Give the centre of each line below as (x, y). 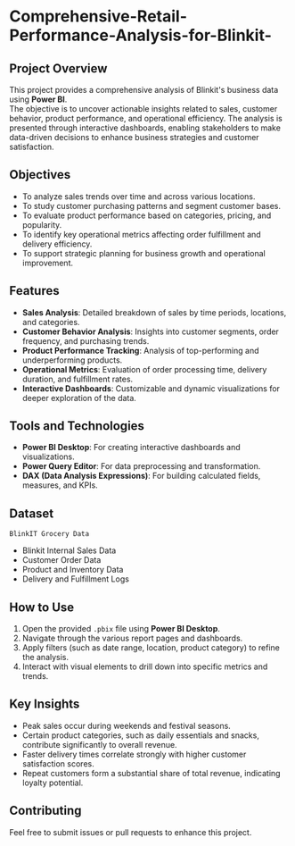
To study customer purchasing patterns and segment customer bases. (152, 205)
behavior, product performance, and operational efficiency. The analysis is (146, 118)
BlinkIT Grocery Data (49, 534)
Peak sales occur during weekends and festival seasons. (127, 725)
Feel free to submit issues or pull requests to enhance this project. (131, 832)
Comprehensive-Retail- (98, 17)
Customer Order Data (61, 560)
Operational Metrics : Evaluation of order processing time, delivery (144, 369)
